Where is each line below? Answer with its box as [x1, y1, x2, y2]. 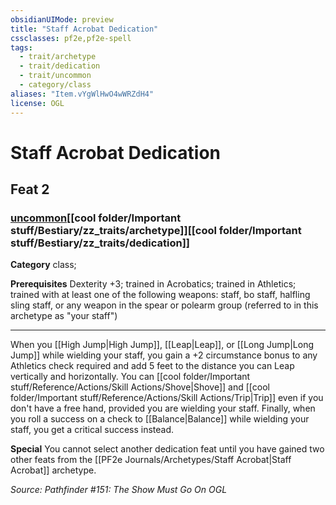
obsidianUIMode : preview [10, 14, 114, 25]
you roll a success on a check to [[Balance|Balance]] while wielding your [10, 413, 310, 425]
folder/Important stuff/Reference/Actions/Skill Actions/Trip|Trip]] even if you [10, 392, 324, 404]
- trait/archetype [19, 52, 97, 62]
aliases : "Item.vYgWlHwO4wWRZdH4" [10, 89, 155, 99]
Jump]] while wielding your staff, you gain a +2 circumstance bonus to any [10, 349, 318, 361]
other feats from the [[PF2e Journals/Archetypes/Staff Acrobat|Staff [10, 454, 292, 466]
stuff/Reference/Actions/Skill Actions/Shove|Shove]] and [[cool [10, 381, 270, 393]
